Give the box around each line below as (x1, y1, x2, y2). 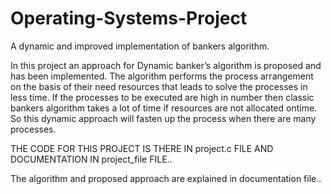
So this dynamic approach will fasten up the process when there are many (10, 112, 317, 124)
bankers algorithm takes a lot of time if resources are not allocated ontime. (10, 102, 318, 114)
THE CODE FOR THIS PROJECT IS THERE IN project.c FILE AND (10, 142, 274, 154)
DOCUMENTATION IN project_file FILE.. (10, 153, 173, 165)
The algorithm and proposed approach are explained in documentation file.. (10, 172, 322, 184)
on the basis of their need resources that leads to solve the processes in (10, 80, 308, 92)
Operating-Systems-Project (10, 7, 248, 30)
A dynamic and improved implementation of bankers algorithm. (10, 40, 270, 52)
